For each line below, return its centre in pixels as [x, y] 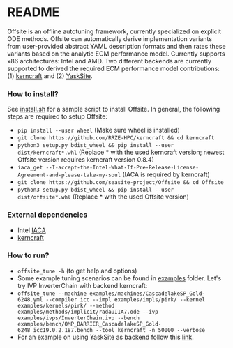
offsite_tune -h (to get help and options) [77, 271]
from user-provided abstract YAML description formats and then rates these [116, 46]
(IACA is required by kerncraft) [166, 174]
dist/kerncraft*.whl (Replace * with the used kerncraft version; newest [121, 152]
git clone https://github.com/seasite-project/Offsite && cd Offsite [121, 183]
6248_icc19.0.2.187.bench [55, 330]
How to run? [28, 255]
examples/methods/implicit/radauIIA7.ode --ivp [88, 312]
